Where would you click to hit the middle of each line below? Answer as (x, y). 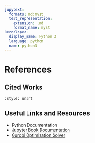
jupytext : (14, 9)
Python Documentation (34, 125)
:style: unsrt (19, 98)
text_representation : (31, 18)
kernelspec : (16, 32)
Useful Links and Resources (47, 114)
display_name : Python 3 (33, 37)
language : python (26, 41)
